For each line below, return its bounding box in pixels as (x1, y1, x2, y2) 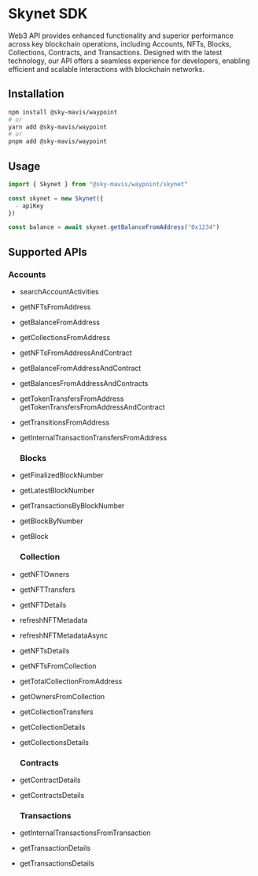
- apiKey (15, 202, 44, 210)
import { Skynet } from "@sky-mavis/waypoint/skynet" (8, 180, 189, 188)
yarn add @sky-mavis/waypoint (8, 123, 108, 131)
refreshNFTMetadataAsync (19, 631, 109, 640)
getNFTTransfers (19, 585, 76, 594)
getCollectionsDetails (19, 737, 89, 747)
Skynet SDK (8, 5, 88, 23)
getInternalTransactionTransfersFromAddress (19, 433, 168, 442)
